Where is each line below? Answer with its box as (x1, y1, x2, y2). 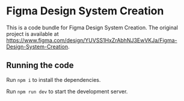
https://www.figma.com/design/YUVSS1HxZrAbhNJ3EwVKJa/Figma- (6, 36, 177, 44)
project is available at (6, 30, 59, 37)
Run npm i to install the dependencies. (6, 76, 101, 83)
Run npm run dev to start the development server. (6, 88, 128, 95)
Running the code (6, 60, 74, 71)
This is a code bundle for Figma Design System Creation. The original (6, 24, 179, 31)
